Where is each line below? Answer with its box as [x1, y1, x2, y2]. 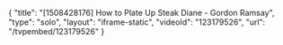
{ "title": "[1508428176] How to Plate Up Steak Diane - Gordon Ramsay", [8, 8, 275, 18]
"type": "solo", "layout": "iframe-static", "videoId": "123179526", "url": [8, 17, 266, 27]
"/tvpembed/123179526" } [8, 26, 105, 36]
